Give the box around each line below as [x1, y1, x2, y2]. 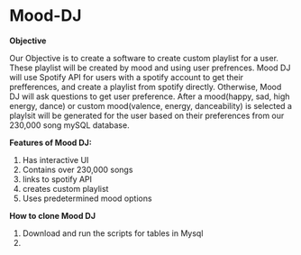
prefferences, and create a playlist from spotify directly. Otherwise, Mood [9, 81, 282, 92]
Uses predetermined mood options [22, 193, 152, 204]
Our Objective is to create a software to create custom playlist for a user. [9, 52, 279, 63]
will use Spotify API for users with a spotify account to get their [9, 71, 244, 82]
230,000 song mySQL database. [9, 119, 130, 131]
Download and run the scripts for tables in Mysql [22, 227, 204, 239]
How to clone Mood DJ [9, 210, 96, 221]
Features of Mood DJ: [9, 137, 92, 148]
